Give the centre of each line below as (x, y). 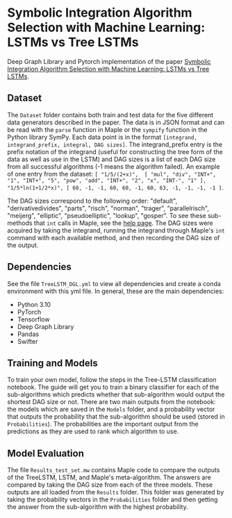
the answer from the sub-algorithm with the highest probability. (98, 507)
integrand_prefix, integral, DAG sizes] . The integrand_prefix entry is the (115, 144)
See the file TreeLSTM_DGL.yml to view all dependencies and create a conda (114, 283)
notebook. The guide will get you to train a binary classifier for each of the (113, 387)
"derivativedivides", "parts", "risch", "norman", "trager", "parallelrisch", (108, 208)
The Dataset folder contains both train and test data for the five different (110, 115)
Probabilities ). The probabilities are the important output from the (103, 424)
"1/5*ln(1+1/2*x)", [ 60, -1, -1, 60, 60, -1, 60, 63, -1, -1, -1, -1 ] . (116, 187)
